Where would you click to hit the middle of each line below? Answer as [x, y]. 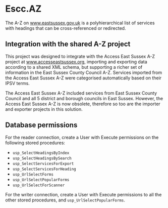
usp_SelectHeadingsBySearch [42, 158]
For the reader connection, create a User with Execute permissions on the [82, 137]
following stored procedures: [35, 143]
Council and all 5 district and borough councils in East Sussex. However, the [84, 98]
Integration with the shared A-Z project [68, 44]
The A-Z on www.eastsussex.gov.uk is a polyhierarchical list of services [80, 23]
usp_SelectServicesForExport [43, 163]
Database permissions [41, 125]
